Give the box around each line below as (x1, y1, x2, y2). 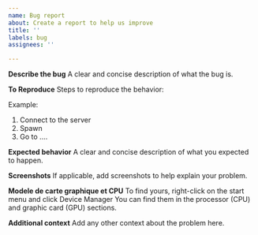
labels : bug (8, 33, 47, 42)
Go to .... (19, 132, 48, 142)
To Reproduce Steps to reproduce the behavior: (8, 84, 164, 95)
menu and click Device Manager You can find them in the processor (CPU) (8, 195, 251, 204)
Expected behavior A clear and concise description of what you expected (8, 147, 249, 157)
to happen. (8, 155, 43, 166)
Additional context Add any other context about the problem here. (8, 218, 225, 228)
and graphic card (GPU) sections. (8, 203, 117, 213)
